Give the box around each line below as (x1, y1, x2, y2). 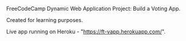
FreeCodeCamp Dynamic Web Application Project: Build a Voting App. (6, 5, 181, 12)
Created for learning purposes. (6, 17, 83, 23)
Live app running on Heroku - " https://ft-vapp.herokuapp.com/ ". (6, 28, 166, 35)
